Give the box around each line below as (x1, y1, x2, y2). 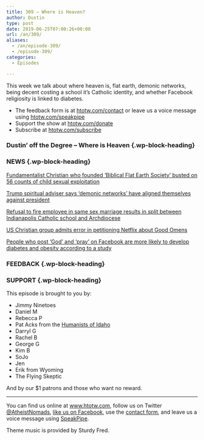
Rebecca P (15, 314, 42, 321)
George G (15, 340, 39, 347)
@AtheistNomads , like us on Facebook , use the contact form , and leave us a (6, 408, 197, 416)
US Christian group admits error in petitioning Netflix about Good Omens (6, 226, 188, 233)
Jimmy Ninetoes (15, 301, 56, 309)
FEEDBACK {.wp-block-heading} (6, 259, 105, 268)
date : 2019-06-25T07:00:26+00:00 (6, 26, 91, 32)
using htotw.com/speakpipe (15, 113, 85, 120)
